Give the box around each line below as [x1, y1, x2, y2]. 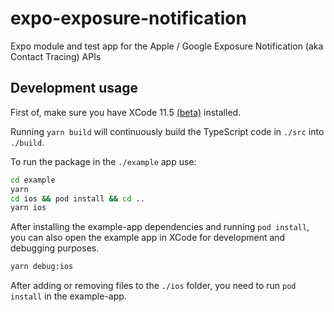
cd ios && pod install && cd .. [10, 193, 145, 204]
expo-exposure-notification [10, 7, 247, 30]
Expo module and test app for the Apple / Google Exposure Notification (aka [10, 40, 324, 52]
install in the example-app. [10, 290, 127, 302]
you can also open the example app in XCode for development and [10, 232, 286, 244]
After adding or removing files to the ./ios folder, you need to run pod [10, 280, 297, 292]
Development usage [10, 80, 139, 97]
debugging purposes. [10, 242, 100, 254]
